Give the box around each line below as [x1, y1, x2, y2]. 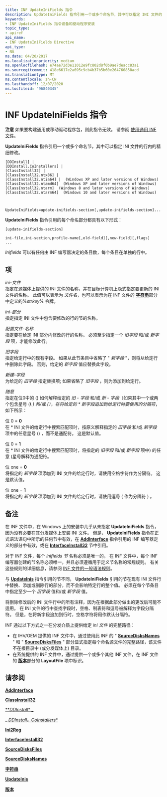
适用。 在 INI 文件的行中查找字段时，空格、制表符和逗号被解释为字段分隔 [5, 605, 154, 611]
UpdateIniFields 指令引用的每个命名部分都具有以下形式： [5, 217, 123, 223]
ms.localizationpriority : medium [5, 58, 75, 63]
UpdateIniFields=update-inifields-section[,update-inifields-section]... [5, 207, 162, 212]
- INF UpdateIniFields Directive [5, 40, 75, 45]
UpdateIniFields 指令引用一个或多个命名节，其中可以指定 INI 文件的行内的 [5, 143, 157, 150]
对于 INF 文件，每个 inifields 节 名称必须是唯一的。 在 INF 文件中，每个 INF [5, 553, 158, 559]
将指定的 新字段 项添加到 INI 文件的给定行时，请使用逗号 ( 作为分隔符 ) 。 [5, 493, 155, 499]
